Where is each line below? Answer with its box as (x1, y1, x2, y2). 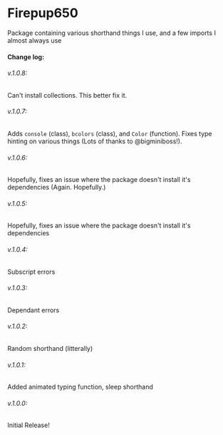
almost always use (7, 36, 62, 44)
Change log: (7, 52, 45, 61)
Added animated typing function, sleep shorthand (7, 383, 153, 391)
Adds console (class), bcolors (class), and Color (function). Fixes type (7, 129, 212, 138)
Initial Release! (7, 421, 50, 429)
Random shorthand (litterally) (7, 344, 93, 352)
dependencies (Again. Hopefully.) (7, 183, 106, 192)
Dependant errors (7, 305, 60, 314)
